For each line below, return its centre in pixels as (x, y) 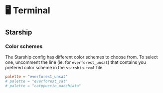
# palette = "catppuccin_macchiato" (43, 86)
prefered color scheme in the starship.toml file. (54, 67)
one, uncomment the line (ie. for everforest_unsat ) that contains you (76, 62)
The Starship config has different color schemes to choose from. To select (81, 57)
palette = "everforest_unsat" (37, 76)
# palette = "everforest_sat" (37, 81)
